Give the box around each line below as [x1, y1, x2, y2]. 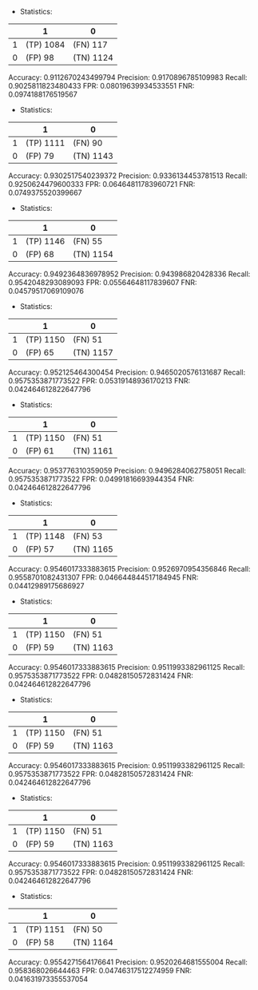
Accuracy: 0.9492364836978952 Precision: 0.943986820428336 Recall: [8, 269, 251, 279]
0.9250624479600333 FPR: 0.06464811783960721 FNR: [8, 180, 196, 188]
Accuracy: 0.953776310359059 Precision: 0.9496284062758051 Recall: [8, 466, 246, 475]
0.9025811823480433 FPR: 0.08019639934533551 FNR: [8, 81, 195, 90]
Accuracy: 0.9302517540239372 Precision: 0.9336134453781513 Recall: [8, 171, 248, 180]
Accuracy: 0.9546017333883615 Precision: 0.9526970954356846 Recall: [8, 564, 251, 573]
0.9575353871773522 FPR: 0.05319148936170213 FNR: [8, 376, 191, 386]
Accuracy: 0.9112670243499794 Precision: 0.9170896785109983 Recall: [8, 73, 248, 82]
